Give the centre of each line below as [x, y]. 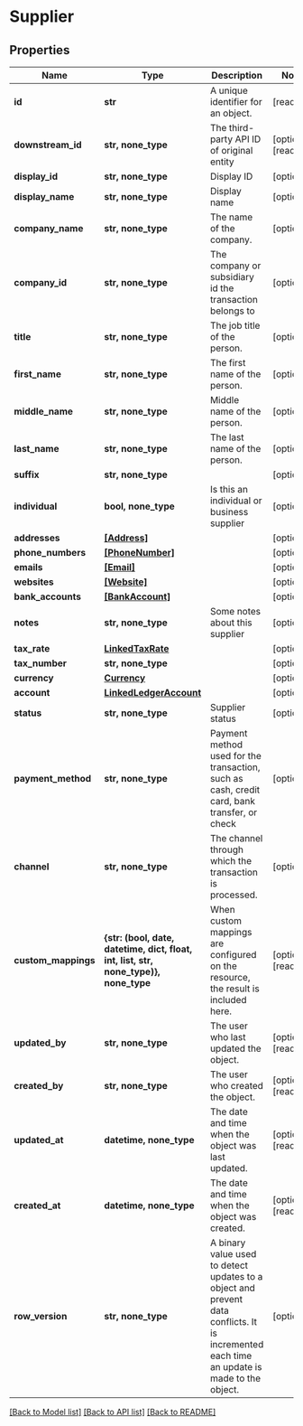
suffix [27, 474]
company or [236, 266]
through [227, 849]
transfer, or [234, 812]
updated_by [40, 1043]
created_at [37, 1206]
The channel [237, 838]
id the [222, 288]
